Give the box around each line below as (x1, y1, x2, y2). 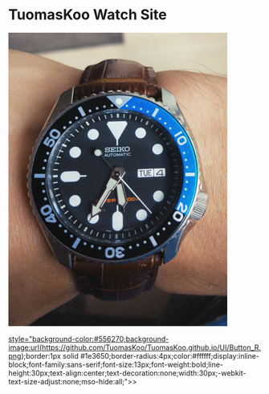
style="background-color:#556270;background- (8, 334, 169, 343)
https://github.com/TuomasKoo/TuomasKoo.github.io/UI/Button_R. (41, 343, 262, 352)
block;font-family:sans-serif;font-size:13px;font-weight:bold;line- (8, 359, 223, 369)
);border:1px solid (21, 351, 79, 360)
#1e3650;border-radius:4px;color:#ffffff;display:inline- (79, 351, 259, 360)
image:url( (8, 343, 43, 352)
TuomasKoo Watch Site (8, 6, 167, 24)
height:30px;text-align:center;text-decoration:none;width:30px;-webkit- (8, 368, 247, 378)
